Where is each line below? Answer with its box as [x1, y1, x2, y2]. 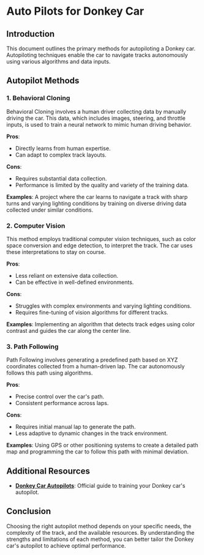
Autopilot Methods [6, 75, 80, 86]
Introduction [6, 29, 55, 39]
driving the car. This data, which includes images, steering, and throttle [6, 114, 186, 122]
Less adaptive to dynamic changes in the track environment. [15, 430, 168, 437]
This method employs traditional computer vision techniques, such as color [6, 235, 196, 242]
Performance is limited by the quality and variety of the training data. [15, 181, 189, 188]
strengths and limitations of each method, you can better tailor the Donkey [6, 535, 194, 543]
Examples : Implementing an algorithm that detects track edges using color [6, 320, 195, 328]
